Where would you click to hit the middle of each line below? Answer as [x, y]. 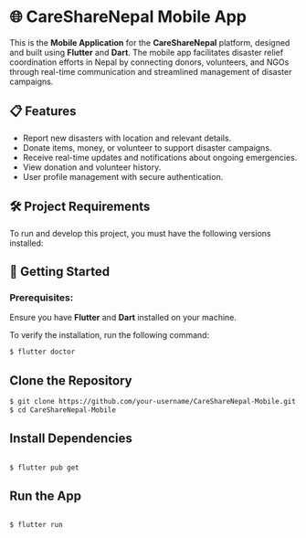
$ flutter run [37, 525]
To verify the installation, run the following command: [110, 335]
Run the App [46, 496]
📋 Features [43, 111]
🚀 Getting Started [60, 271]
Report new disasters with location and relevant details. [127, 138]
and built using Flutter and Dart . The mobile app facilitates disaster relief [147, 52]
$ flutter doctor [42, 352]
